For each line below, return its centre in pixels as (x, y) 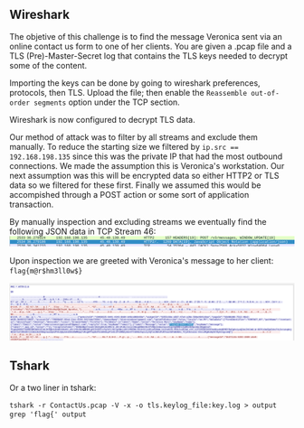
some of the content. (48, 65)
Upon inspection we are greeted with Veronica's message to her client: (142, 260)
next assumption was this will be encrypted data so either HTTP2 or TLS (144, 175)
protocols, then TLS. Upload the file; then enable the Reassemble (128, 92)
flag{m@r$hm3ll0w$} (46, 271)
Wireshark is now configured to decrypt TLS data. (103, 119)
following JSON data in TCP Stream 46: (83, 231)
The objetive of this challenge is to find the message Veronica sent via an (146, 36)
